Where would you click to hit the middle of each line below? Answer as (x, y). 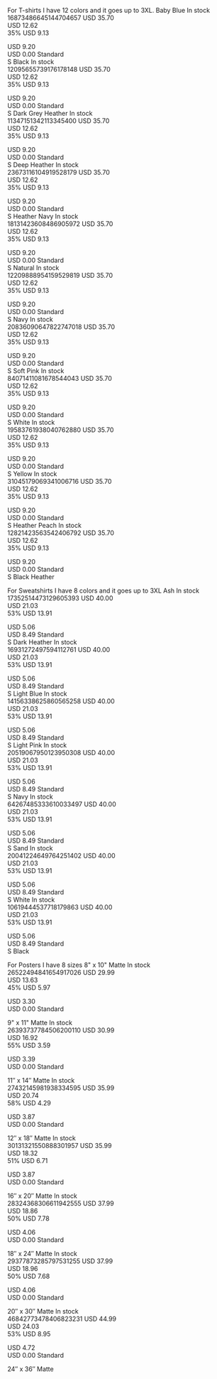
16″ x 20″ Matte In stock (43, 1196)
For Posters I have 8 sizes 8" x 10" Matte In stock (79, 965)
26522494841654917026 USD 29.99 (61, 972)
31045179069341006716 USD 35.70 (60, 481)
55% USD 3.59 (29, 1045)
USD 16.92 (23, 1038)
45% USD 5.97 (29, 988)
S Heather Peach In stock (44, 525)
